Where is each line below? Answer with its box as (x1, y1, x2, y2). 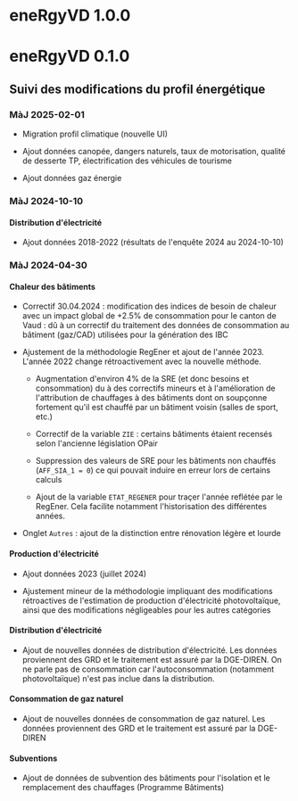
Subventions (9, 753, 58, 764)
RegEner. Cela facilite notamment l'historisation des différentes (35, 501, 268, 512)
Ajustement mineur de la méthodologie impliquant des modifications (21, 585, 274, 596)
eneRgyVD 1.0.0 (9, 5, 131, 26)
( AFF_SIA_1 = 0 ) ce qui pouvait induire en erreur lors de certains (35, 465, 270, 475)
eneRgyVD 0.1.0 (9, 46, 130, 67)
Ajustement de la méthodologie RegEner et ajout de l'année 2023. (21, 347, 265, 358)
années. (35, 510, 65, 522)
